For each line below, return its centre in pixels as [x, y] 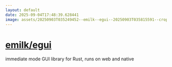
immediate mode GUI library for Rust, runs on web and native [70, 59]
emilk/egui [28, 45]
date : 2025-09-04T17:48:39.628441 [42, 15]
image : [12, 19]
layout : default [23, 10]
